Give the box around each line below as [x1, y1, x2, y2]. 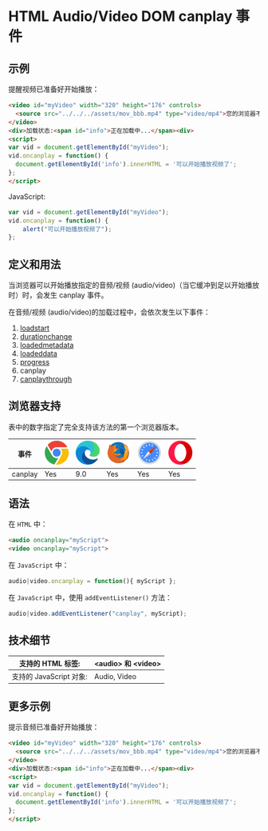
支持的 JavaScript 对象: [11, 672, 88, 681]
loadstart [19, 323, 50, 333]
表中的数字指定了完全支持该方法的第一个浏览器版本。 [8, 421, 183, 432]
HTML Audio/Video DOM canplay [8, 7, 233, 26]
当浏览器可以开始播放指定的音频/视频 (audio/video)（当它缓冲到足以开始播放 [8, 281, 260, 290]
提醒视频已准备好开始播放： [8, 85, 100, 94]
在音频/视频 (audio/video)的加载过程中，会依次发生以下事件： [8, 307, 211, 317]
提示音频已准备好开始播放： [8, 722, 100, 732]
